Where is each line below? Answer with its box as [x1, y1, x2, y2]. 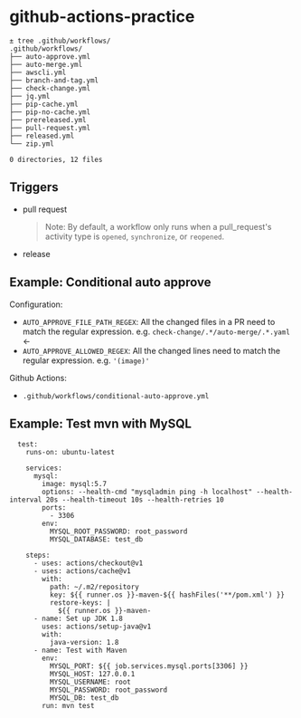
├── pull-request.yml [9, 123, 91, 132]
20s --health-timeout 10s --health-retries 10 [45, 495, 224, 504]
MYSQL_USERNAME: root [49, 677, 131, 687]
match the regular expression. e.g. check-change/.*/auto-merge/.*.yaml [22, 326, 291, 337]
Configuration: [9, 299, 63, 310]
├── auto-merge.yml [9, 60, 83, 69]
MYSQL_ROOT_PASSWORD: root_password [49, 527, 188, 536]
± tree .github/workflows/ [9, 36, 111, 45]
